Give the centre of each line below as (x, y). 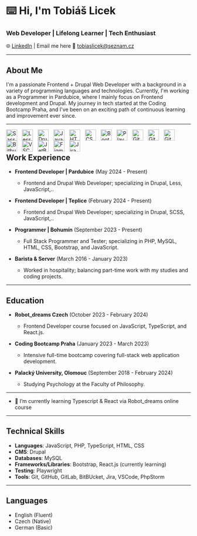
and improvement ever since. (41, 116)
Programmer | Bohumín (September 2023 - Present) (78, 230)
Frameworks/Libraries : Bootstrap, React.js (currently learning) (90, 464)
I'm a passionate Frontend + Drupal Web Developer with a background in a (96, 85)
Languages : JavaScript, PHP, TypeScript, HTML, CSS (79, 445)
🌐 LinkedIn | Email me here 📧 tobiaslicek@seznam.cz (70, 46)
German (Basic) (33, 527)
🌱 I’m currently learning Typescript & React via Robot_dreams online (96, 401)
